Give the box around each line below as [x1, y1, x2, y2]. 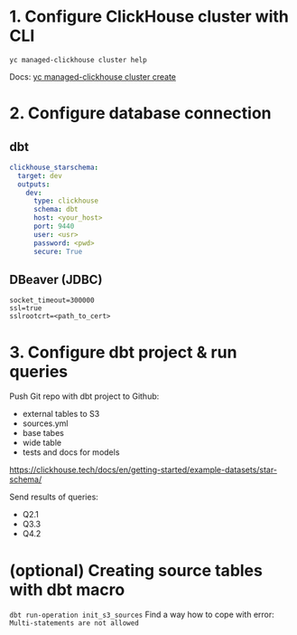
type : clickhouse [32, 196, 99, 205]
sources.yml [22, 418, 70, 429]
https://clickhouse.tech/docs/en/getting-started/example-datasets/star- [9, 464, 278, 476]
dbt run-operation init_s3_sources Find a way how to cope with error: [9, 609, 275, 621]
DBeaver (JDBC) [9, 271, 103, 287]
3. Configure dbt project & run [9, 342, 237, 363]
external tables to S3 [22, 409, 100, 420]
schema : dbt [32, 205, 79, 214]
